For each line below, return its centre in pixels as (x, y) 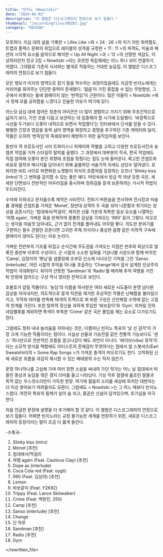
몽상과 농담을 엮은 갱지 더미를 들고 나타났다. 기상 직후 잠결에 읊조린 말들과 (84, 375)
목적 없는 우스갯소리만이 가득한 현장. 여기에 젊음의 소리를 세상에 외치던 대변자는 (81, 381)
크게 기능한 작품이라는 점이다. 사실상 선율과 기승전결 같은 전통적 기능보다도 (81, 334)
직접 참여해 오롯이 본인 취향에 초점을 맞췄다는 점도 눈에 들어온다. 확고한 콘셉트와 (81, 159)
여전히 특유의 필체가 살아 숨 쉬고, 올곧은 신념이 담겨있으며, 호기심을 (83, 394)
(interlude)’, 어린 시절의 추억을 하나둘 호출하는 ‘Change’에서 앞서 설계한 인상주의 (82, 265)
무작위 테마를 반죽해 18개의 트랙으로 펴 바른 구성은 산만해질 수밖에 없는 (82, 299)
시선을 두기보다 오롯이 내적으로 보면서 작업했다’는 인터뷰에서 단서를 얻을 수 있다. (81, 124)
